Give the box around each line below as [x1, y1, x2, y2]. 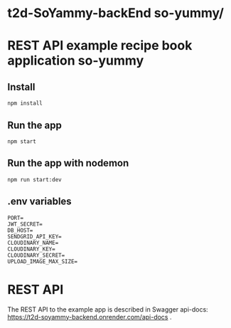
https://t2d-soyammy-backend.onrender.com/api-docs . [7, 312, 172, 321]
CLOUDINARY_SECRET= [7, 251, 65, 259]
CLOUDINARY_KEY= [7, 245, 55, 253]
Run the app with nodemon [7, 157, 129, 169]
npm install [7, 100, 43, 107]
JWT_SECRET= [7, 221, 43, 228]
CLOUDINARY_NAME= [7, 239, 59, 246]
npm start [7, 138, 37, 145]
